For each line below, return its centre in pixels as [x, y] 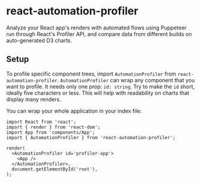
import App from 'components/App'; [51, 132]
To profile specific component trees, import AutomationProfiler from [91, 74]
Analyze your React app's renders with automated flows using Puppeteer [97, 28]
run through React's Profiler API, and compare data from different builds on [99, 34]
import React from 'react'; [41, 122]
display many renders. [34, 99]
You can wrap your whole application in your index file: [74, 111]
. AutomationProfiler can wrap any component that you [126, 80]
